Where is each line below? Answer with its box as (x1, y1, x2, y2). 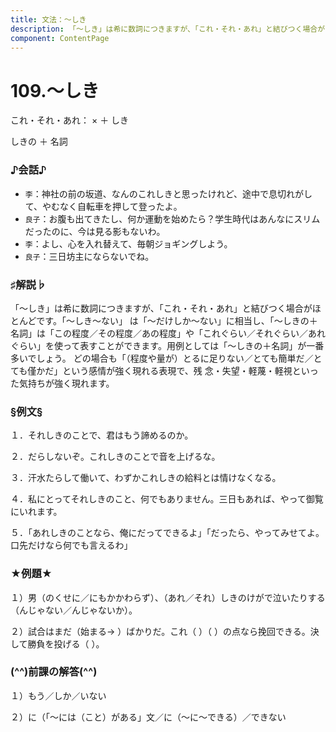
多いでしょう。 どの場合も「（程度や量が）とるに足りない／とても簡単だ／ (10, 352, 314, 364)
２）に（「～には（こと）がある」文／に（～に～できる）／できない (10, 711, 287, 723)
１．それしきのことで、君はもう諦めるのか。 (10, 429, 194, 441)
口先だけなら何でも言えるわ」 (10, 539, 133, 551)
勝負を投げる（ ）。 (27, 637, 105, 650)
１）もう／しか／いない (10, 689, 107, 701)
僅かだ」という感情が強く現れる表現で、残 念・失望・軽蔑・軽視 (27, 364, 293, 376)
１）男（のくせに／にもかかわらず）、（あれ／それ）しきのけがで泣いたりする (10, 591, 326, 603)
